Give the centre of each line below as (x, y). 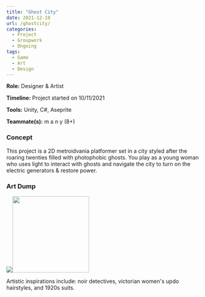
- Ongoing (24, 46)
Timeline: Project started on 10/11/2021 (56, 98)
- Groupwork (27, 40)
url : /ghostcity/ (28, 23)
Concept (19, 137)
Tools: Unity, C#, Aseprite (39, 110)
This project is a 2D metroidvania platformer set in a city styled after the (97, 151)
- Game (20, 57)
